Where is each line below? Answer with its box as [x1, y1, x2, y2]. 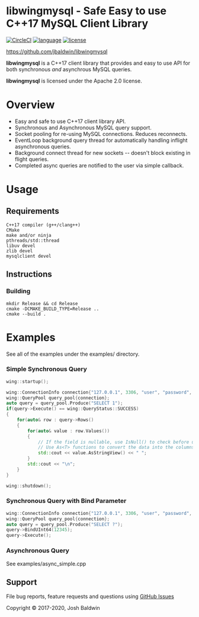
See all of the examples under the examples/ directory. [6, 350, 140, 357]
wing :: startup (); [6, 378, 49, 384]
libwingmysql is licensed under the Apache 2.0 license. [6, 77, 142, 84]
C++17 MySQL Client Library [6, 17, 149, 30]
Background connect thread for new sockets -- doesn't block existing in [14, 149, 191, 156]
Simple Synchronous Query [6, 365, 88, 374]
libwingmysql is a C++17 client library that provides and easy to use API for [6, 59, 191, 67]
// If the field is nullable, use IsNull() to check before [37, 439, 190, 445]
